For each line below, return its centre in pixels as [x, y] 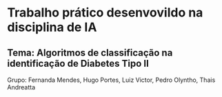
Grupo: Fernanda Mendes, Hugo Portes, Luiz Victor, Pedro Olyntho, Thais [111, 80]
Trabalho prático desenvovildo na [105, 13]
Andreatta [21, 87]
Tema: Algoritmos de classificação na [90, 53]
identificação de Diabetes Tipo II [78, 63]
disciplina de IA [52, 27]
